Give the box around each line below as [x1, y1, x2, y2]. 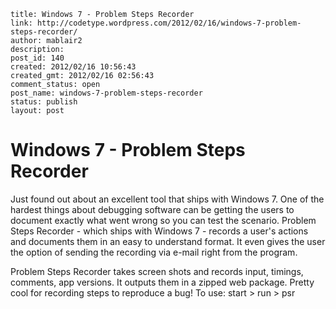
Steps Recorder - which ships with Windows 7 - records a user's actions [10, 225, 309, 237]
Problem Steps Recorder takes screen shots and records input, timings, [10, 265, 304, 277]
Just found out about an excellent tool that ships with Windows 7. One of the [10, 193, 325, 205]
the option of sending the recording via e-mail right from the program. [10, 246, 298, 258]
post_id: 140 [10, 53, 65, 63]
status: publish [10, 97, 78, 107]
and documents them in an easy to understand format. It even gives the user [10, 235, 326, 247]
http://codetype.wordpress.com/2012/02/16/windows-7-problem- [36, 18, 302, 28]
